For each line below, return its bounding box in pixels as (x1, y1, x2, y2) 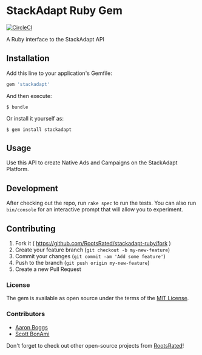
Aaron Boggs (15, 323, 49, 331)
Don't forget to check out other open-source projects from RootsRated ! (6, 342, 184, 349)
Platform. (6, 166, 29, 173)
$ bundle (6, 104, 29, 110)
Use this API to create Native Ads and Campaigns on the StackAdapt (6, 159, 178, 166)
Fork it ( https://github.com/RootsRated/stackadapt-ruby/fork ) (15, 240, 171, 247)
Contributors (6, 310, 45, 318)
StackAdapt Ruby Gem (6, 4, 123, 18)
